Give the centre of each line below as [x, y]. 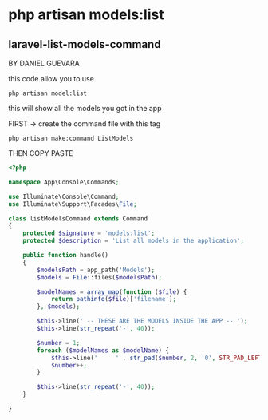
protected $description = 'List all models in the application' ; [134, 241]
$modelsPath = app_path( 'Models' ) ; [96, 270]
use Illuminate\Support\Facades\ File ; [73, 204]
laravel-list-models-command [85, 44]
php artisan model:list [48, 93]
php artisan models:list [87, 15]
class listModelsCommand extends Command [78, 218]
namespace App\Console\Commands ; [64, 182]
